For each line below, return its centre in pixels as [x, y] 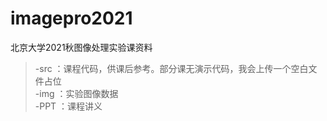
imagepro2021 [71, 18]
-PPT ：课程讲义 [68, 106]
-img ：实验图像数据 [76, 93]
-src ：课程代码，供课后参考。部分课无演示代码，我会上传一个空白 [171, 68]
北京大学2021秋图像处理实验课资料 [81, 47]
